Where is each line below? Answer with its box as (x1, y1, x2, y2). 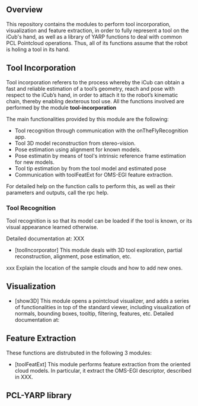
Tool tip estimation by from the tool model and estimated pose (14, 164, 167, 172)
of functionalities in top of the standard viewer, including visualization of (14, 303, 191, 310)
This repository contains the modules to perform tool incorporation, (6, 20, 171, 27)
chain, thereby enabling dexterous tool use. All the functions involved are (6, 97, 185, 104)
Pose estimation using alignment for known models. (14, 145, 141, 153)
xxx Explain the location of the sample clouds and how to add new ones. (6, 264, 183, 271)
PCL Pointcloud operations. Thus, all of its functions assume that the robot (6, 39, 188, 46)
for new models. (14, 158, 55, 166)
